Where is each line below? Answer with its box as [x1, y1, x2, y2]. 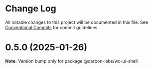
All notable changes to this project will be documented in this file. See [5, 19, 149, 25]
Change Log [5, 3, 56, 14]
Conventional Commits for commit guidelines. [5, 24, 99, 30]
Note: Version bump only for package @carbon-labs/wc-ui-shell [5, 58, 138, 64]
